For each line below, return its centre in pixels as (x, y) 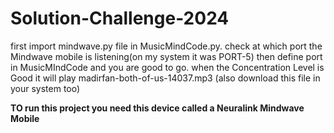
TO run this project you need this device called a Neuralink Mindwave (157, 108)
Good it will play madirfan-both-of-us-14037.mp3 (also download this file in (165, 78)
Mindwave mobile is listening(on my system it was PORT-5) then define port (166, 56)
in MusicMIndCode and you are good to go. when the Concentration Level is (167, 67)
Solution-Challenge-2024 (120, 18)
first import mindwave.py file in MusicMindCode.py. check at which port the (166, 46)
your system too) (45, 88)
